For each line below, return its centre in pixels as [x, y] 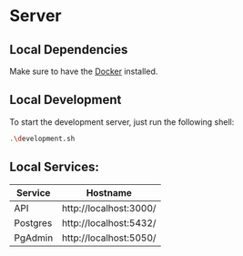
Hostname [109, 192]
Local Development [66, 100]
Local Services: [55, 167]
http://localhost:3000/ [109, 208]
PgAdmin [34, 238]
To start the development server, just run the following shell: [122, 122]
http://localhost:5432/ [109, 222]
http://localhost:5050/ [109, 238]
